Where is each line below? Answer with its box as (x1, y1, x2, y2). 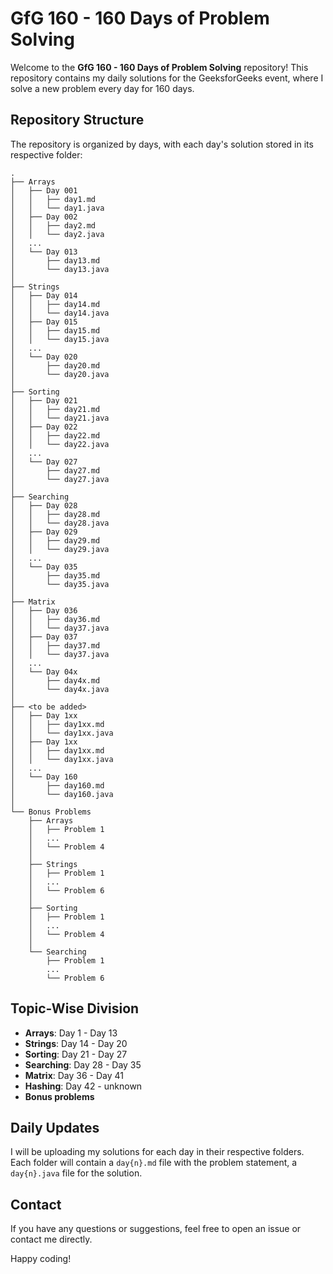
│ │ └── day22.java (10, 439, 110, 449)
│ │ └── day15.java (10, 334, 110, 344)
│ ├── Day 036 (10, 605, 78, 616)
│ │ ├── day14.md (10, 299, 101, 309)
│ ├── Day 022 (10, 422, 78, 432)
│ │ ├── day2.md (10, 220, 97, 231)
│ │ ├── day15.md (10, 325, 101, 336)
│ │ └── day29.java (10, 544, 110, 554)
